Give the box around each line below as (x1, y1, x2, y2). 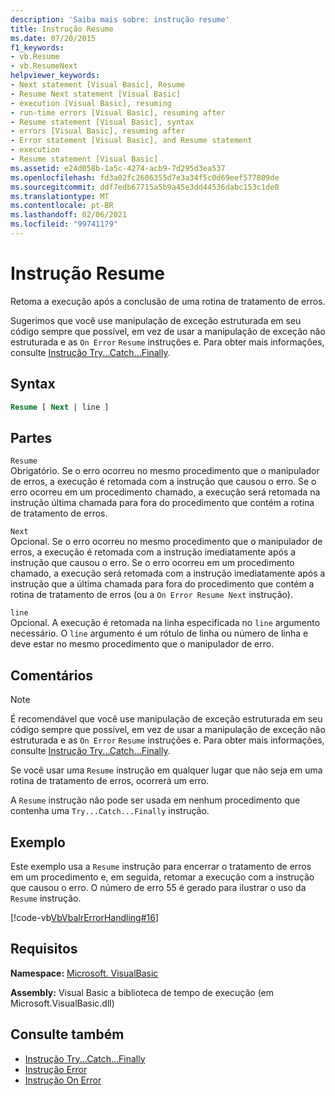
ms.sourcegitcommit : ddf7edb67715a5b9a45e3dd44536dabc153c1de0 (10, 182, 280, 192)
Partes (10, 429, 53, 446)
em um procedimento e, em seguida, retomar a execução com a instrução (10, 871, 315, 883)
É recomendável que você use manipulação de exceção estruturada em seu (10, 713, 323, 725)
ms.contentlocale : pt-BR (10, 201, 114, 211)
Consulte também (10, 1026, 125, 1043)
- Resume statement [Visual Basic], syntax (10, 117, 195, 127)
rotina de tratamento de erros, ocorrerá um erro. (10, 775, 210, 787)
